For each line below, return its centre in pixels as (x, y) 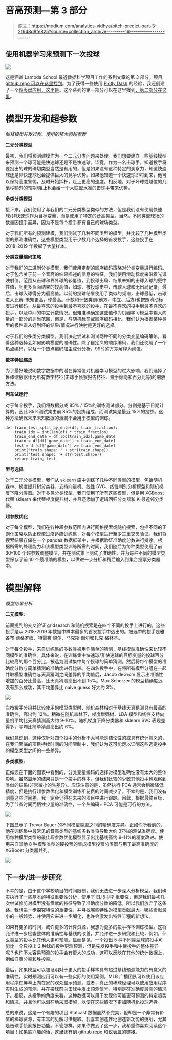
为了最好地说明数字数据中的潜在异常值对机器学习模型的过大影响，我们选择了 (86, 370)
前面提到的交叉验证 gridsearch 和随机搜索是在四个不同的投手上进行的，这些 (85, 625)
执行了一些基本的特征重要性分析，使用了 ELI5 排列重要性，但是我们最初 (85, 897)
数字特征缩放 (19, 360)
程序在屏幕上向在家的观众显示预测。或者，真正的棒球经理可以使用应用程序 (88, 983)
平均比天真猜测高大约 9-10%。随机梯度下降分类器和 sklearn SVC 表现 (88, 720)
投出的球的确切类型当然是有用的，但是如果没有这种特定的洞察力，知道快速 (88, 168)
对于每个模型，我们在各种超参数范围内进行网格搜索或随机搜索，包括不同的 (84, 527)
